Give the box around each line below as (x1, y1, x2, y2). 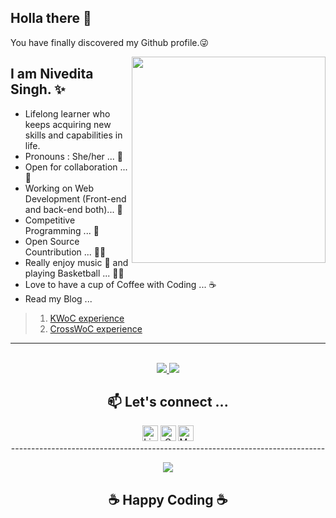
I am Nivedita (10, 66, 94, 83)
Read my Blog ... (24, 292, 93, 305)
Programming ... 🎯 (24, 224, 100, 236)
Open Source (24, 235, 80, 247)
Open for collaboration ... (24, 161, 128, 173)
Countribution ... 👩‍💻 (24, 246, 107, 258)
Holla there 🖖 (10, 10, 92, 27)
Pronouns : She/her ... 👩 (24, 150, 124, 162)
